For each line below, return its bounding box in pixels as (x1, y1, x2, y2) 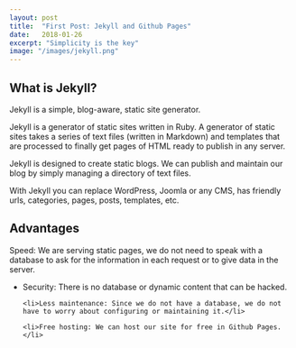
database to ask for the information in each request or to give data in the (9, 254, 279, 265)
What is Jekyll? (9, 80, 97, 96)
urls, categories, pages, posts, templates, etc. (9, 195, 180, 206)
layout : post (9, 13, 59, 23)
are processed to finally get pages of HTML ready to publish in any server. (9, 141, 286, 151)
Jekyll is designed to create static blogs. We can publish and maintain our (9, 158, 283, 169)
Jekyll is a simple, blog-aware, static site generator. (9, 104, 201, 114)
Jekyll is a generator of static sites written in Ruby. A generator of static (9, 121, 275, 132)
